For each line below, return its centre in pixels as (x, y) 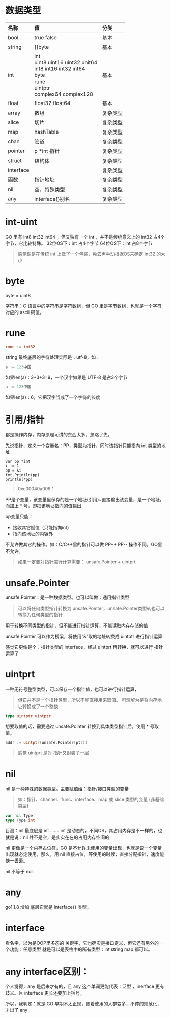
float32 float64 (52, 103)
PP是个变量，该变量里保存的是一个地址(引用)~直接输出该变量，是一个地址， (85, 500)
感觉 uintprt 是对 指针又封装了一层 (53, 753)
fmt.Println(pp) (22, 475)
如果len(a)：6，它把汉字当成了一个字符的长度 (53, 397)
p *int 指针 (47, 151)
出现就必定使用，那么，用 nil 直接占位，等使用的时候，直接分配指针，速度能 (85, 854)
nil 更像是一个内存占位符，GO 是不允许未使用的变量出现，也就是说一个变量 (84, 848)
